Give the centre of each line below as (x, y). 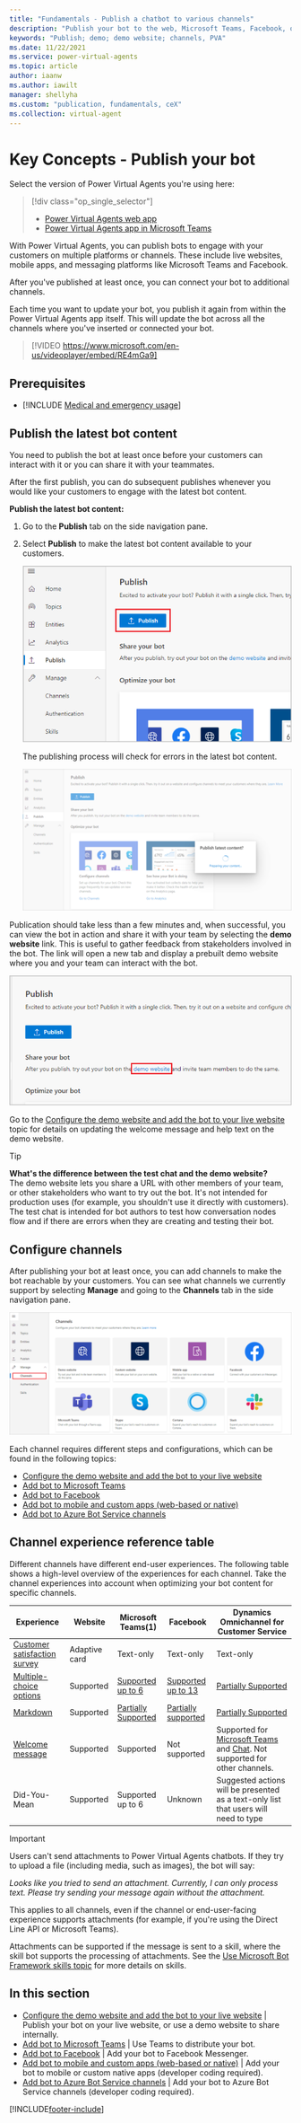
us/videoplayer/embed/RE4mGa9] (94, 356)
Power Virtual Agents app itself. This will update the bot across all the (138, 319)
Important (27, 1838)
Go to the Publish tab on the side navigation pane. (115, 526)
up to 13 (183, 1691)
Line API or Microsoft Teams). (64, 1929)
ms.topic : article (43, 66)
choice (26, 1686)
